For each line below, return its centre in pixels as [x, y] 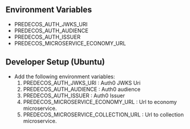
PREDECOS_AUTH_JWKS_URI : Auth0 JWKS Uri [82, 82]
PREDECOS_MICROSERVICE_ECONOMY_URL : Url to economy [100, 102]
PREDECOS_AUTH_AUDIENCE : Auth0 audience [82, 89]
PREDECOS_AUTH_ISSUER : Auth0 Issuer [74, 96]
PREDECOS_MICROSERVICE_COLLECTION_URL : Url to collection [103, 114]
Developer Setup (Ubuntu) [55, 62]
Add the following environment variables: [65, 76]
